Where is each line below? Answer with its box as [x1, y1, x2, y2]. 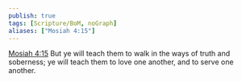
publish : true [8, 11, 56, 20]
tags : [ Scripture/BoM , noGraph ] [8, 19, 117, 27]
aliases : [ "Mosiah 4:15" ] [8, 27, 95, 35]
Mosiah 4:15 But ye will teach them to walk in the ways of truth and [8, 49, 231, 59]
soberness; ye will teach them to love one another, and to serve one [8, 57, 234, 67]
